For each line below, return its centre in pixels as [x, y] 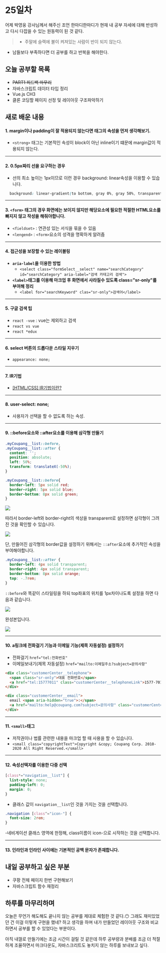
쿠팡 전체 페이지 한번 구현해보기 [42, 880]
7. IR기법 [13, 376]
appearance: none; [31, 360]
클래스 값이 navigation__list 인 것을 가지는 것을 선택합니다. [70, 804]
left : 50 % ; [21, 462]
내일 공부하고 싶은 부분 [38, 867]
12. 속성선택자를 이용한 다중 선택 [36, 765]
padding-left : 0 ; [27, 785]
